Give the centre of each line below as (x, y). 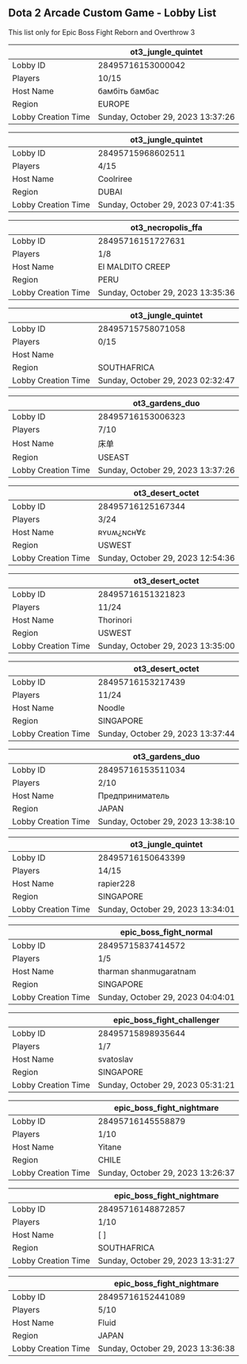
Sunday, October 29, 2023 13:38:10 (166, 821)
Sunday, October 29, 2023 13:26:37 (166, 1173)
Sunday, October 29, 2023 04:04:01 (166, 997)
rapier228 (117, 883)
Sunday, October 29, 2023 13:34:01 (166, 909)
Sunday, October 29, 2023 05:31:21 (166, 1085)
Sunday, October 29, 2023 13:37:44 (166, 734)
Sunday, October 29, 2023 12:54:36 (166, 557)
